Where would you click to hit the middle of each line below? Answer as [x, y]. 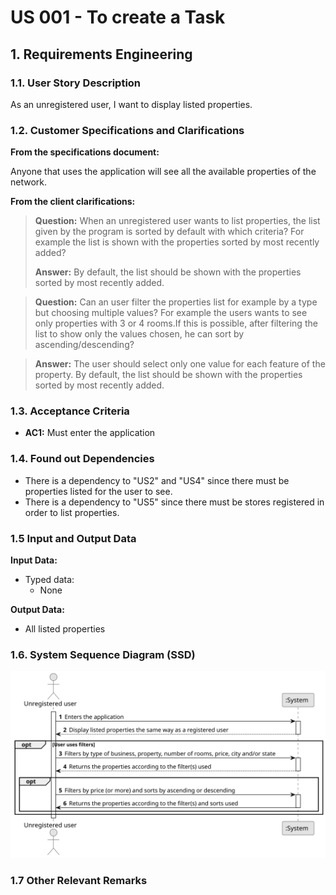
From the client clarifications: [73, 202]
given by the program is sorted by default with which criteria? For [169, 232]
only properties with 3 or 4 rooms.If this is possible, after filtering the [176, 323]
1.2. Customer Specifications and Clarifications [127, 130]
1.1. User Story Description [76, 83]
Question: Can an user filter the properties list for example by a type [176, 302]
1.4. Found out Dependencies [82, 459]
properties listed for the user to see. [98, 491]
